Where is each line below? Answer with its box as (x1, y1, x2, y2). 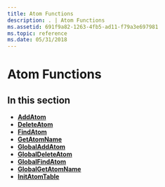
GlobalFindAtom (17, 158, 67, 166)
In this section (7, 94, 71, 106)
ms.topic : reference (7, 29, 68, 37)
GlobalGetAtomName (17, 165, 81, 174)
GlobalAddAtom (17, 143, 65, 151)
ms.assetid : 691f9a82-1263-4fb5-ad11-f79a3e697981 (7, 23, 159, 30)
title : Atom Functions (7, 10, 74, 18)
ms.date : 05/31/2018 (7, 36, 68, 43)
